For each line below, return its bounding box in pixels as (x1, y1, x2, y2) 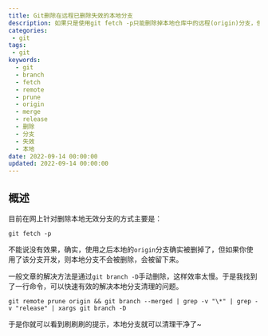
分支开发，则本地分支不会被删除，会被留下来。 (29, 254, 183, 264)
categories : (8, 26, 48, 34)
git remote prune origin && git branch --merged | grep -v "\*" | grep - (8, 297, 259, 305)
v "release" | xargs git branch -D (8, 304, 127, 312)
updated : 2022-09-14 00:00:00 (8, 160, 109, 168)
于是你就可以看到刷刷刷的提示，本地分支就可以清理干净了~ (8, 319, 202, 329)
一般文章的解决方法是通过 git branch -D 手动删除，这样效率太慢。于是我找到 (8, 272, 258, 281)
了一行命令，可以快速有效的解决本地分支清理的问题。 (8, 281, 183, 291)
